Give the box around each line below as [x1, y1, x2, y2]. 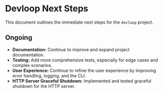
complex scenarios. [12, 62, 53, 68]
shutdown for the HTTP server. [12, 83, 76, 89]
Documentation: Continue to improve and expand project [12, 46, 130, 52]
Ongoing [5, 33, 33, 42]
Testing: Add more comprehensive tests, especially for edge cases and [12, 57, 158, 63]
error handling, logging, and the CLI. [12, 72, 86, 79]
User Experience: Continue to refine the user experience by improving [12, 67, 157, 73]
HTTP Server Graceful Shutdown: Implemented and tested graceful [12, 78, 152, 84]
